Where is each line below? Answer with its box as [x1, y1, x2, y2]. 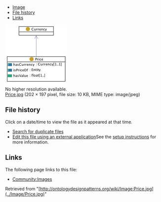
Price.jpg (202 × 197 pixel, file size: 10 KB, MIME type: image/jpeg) [5, 92, 140, 97]
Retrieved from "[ [5, 186, 40, 192]
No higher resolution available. [5, 86, 68, 92]
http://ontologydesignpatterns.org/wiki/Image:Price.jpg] [40, 186, 154, 192]
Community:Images [12, 176, 52, 182]
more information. [12, 139, 49, 145]
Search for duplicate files [12, 128, 64, 134]
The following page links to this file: [5, 166, 78, 172]
